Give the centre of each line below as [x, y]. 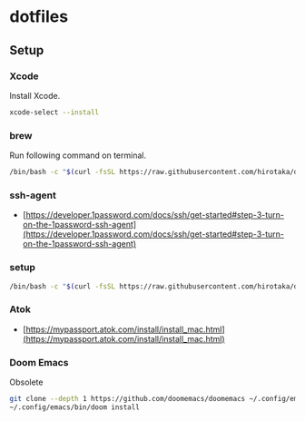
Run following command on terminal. [78, 155]
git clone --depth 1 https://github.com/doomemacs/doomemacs [128, 398]
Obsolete [26, 382]
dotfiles [39, 17]
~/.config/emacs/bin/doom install [75, 407]
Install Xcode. [35, 95]
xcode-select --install [54, 112]
